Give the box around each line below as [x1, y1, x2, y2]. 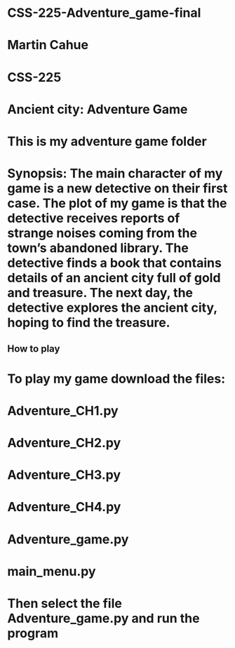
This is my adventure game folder [7, 133, 207, 149]
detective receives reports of [7, 211, 180, 226]
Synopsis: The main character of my [7, 166, 223, 182]
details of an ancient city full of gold [7, 270, 221, 286]
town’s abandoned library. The [7, 240, 189, 256]
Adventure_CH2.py [7, 435, 121, 451]
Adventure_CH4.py [7, 499, 121, 515]
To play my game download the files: [7, 371, 226, 387]
